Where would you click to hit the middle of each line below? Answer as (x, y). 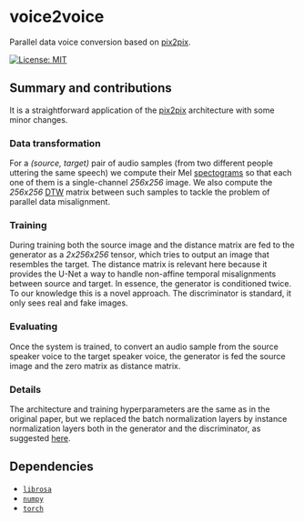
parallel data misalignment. (60, 202)
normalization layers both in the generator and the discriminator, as (135, 428)
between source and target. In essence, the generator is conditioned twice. (151, 284)
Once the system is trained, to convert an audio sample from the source (144, 346)
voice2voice (57, 17)
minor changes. (39, 119)
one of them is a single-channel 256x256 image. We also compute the (141, 183)
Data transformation (56, 143)
